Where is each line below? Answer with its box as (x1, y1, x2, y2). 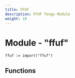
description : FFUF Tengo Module (5, 12, 70, 17)
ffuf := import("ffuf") (5, 53, 53, 58)
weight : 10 (5, 16, 27, 21)
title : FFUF (5, 7, 29, 12)
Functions (5, 66, 36, 75)
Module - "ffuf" (5, 37, 69, 48)
